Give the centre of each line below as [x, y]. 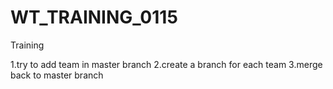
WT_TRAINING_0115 [94, 17]
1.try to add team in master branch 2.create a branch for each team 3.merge [166, 64]
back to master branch [57, 75]
